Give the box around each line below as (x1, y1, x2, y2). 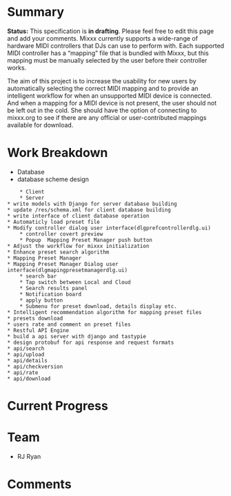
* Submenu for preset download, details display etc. (19, 302, 177, 310)
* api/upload (7, 351, 45, 358)
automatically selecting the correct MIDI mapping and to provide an (7, 84, 199, 92)
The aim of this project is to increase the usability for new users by (7, 76, 197, 85)
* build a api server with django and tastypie (7, 333, 147, 340)
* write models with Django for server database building (7, 200, 177, 207)
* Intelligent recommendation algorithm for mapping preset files (7, 309, 202, 316)
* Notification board (19, 291, 81, 298)
